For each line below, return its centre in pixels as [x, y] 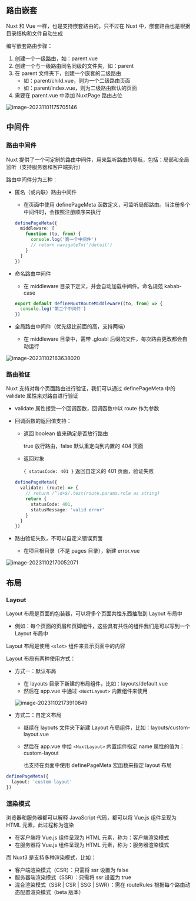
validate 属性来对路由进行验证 [42, 396]
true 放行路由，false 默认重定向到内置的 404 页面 [83, 446]
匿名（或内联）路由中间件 [46, 192]
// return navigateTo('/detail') [72, 245]
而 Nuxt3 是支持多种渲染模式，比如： [51, 857]
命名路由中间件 [33, 273]
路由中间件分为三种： [32, 179]
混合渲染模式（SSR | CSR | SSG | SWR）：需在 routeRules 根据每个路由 [100, 884]
